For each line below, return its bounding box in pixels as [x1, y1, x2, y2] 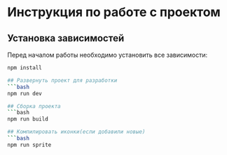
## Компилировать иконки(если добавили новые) [7, 128, 146, 135]
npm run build [7, 116, 49, 123]
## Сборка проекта [7, 102, 61, 109]
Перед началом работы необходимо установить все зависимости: [7, 50, 208, 59]
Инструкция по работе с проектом [7, 4, 221, 20]
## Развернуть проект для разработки [7, 76, 118, 84]
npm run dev [7, 90, 42, 97]
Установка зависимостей [7, 32, 125, 44]
